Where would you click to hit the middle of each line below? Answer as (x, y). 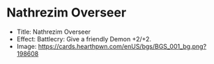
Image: (26, 46)
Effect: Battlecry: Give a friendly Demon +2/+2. (84, 39)
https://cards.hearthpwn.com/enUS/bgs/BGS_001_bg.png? (122, 46)
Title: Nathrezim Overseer (54, 32)
